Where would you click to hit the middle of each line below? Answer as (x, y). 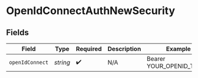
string (62, 62)
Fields (18, 33)
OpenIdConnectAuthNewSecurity (91, 11)
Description (124, 49)
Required (89, 49)
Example (179, 49)
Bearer (156, 59)
